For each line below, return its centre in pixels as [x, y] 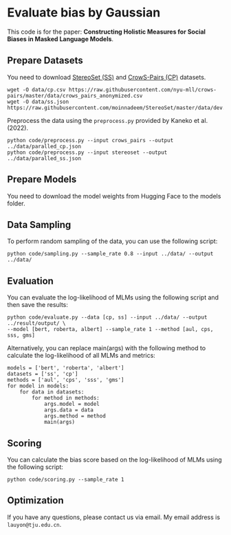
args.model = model [71, 404]
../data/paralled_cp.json [44, 146]
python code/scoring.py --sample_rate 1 [66, 479]
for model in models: [38, 386]
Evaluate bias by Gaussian [84, 13]
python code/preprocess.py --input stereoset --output [87, 152]
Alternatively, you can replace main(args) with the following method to [107, 348]
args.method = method [75, 416]
